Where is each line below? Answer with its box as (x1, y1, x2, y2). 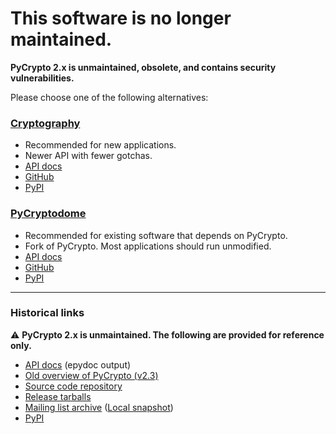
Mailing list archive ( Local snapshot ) (24, 401, 174, 413)
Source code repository (24, 380, 123, 392)
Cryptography (10, 116, 81, 130)
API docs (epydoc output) (24, 358, 132, 371)
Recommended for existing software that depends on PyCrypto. (24, 229, 288, 241)
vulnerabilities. (10, 72, 75, 84)
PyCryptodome (10, 207, 87, 221)
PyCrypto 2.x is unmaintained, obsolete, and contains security (10, 61, 277, 73)
